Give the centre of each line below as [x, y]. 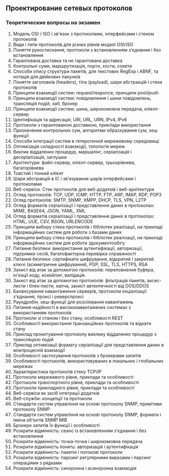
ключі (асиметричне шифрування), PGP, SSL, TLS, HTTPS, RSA [80, 264]
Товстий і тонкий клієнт [38, 173]
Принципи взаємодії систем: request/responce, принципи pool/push [86, 92]
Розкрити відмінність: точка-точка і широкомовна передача [78, 441]
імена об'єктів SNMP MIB [40, 420]
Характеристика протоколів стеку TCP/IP [57, 372]
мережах [23, 366]
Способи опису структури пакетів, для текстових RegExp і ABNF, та [86, 71]
